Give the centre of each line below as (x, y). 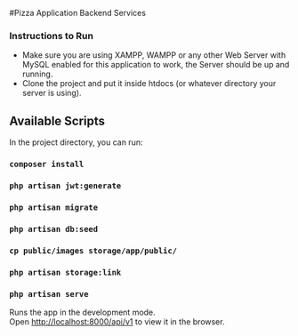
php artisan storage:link (65, 272)
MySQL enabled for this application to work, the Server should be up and (156, 65)
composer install (47, 164)
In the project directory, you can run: (76, 142)
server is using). (52, 93)
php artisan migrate (54, 207)
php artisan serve (49, 294)
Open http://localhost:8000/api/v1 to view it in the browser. (117, 321)
